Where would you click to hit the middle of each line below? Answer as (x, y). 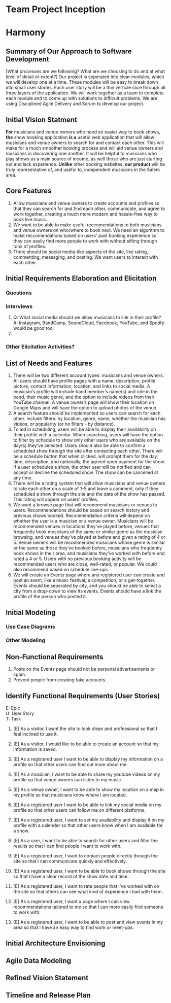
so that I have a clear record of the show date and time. (71, 877)
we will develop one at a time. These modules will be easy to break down (82, 82)
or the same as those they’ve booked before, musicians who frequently (88, 548)
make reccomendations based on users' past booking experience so (85, 235)
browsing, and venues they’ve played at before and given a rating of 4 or (89, 537)
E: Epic (13, 708)
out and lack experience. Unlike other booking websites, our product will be (85, 164)
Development (28, 59)
